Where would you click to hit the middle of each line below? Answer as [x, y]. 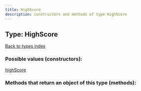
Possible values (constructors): [44, 59]
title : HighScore [23, 10]
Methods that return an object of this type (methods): [71, 83]
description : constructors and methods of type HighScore [66, 14]
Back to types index [25, 46]
